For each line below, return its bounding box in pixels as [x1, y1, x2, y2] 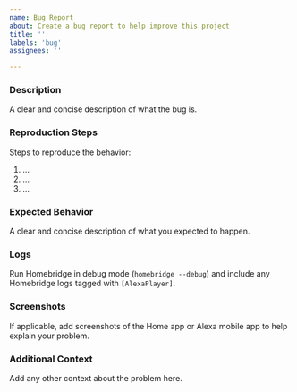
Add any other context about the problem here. [9, 372, 183, 383]
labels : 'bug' [9, 38, 63, 47]
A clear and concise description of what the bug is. [9, 104, 198, 115]
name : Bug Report [9, 13, 74, 22]
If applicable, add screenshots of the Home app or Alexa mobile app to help [9, 320, 288, 331]
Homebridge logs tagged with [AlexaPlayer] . [9, 278, 176, 289]
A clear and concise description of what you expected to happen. [9, 226, 250, 237]
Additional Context [9, 353, 93, 365]
